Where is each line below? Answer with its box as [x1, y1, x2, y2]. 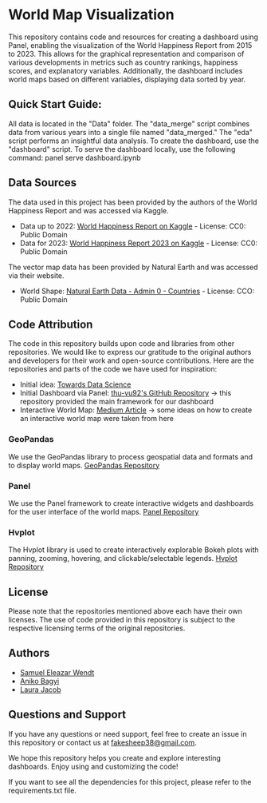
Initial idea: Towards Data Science [19, 380, 132, 389]
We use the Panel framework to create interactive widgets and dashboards [8, 498, 253, 508]
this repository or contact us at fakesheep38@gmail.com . [8, 737, 197, 747]
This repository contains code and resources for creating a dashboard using [8, 32, 259, 42]
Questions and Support [8, 708, 127, 722]
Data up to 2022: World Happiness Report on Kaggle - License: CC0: [19, 221, 246, 231]
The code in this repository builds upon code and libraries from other [8, 339, 235, 348]
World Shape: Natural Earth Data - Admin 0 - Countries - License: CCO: [19, 286, 255, 296]
